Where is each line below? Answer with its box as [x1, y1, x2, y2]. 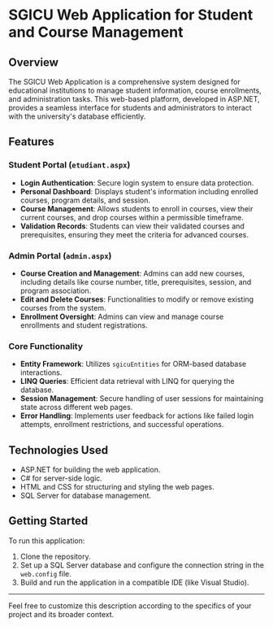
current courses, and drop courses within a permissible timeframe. [19, 212, 244, 222]
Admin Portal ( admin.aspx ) [8, 250, 112, 261]
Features [8, 135, 54, 149]
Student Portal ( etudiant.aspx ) [8, 159, 131, 171]
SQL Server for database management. [19, 490, 152, 501]
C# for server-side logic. [19, 473, 103, 483]
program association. [19, 285, 92, 295]
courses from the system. [19, 303, 106, 312]
